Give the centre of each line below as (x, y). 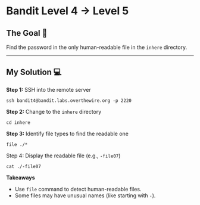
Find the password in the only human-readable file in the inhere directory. (97, 47)
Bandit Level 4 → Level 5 (68, 11)
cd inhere (18, 122)
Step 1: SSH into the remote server (49, 89)
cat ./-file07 (24, 166)
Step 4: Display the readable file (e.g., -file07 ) (63, 156)
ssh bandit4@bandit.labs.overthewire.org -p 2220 (69, 100)
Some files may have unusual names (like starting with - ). (85, 195)
